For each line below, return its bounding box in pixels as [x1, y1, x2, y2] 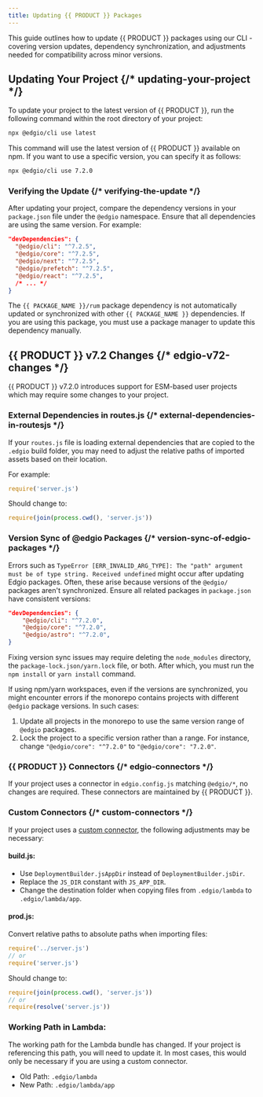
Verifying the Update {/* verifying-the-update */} [8, 186, 201, 197]
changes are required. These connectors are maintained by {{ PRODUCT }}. [8, 787, 254, 797]
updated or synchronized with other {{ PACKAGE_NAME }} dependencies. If [8, 309, 246, 318]
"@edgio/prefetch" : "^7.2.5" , [15, 264, 114, 272]
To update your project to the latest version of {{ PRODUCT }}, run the [8, 105, 235, 115]
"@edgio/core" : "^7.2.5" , [15, 250, 100, 258]
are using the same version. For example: [8, 220, 141, 230]
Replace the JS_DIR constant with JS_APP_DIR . [19, 877, 166, 886]
